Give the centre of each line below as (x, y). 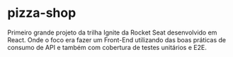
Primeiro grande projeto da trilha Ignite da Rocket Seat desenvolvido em (112, 32)
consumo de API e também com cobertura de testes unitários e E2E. (107, 47)
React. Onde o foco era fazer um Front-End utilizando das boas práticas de (117, 39)
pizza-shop (42, 13)
